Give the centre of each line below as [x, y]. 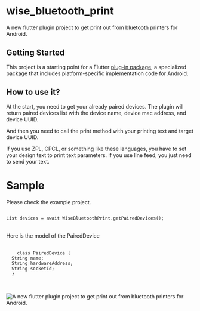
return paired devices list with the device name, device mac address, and [96, 113]
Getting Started [36, 53]
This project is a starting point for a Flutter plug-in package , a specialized [96, 67]
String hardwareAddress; [42, 263]
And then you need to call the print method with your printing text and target [100, 131]
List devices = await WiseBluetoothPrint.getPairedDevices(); [85, 218]
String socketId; [33, 269]
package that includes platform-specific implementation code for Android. [97, 73]
